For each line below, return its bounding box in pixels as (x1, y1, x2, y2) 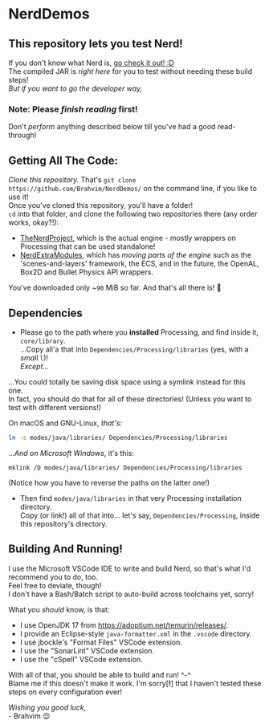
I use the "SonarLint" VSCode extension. (19, 645, 155, 655)
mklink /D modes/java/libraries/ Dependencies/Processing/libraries (8, 463, 243, 472)
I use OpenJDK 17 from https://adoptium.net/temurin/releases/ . (19, 620, 229, 630)
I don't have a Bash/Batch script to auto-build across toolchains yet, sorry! (8, 589, 255, 599)
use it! (8, 192, 29, 201)
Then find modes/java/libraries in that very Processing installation (19, 493, 243, 502)
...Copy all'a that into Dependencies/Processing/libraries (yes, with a (19, 344, 249, 354)
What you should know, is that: (8, 604, 110, 614)
